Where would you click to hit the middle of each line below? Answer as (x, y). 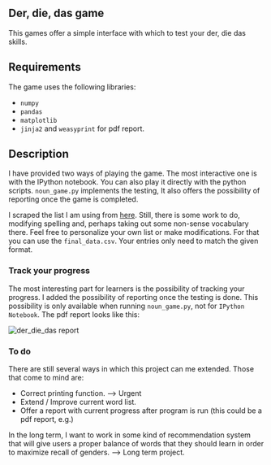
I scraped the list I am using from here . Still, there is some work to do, (125, 215)
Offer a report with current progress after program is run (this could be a (141, 411)
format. (21, 250)
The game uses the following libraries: (72, 87)
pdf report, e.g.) (47, 419)
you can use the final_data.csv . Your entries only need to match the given (133, 241)
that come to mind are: (46, 378)
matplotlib (39, 120)
